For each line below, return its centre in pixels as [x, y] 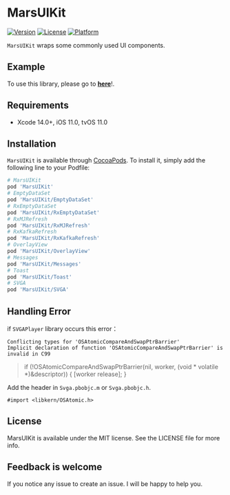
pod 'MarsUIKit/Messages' [44, 264]
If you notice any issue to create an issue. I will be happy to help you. [105, 484]
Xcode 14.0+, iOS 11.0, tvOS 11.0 [62, 122]
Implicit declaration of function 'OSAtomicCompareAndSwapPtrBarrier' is [115, 348]
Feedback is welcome [55, 467]
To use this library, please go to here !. [61, 84]
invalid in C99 [29, 354]
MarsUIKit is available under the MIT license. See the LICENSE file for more [114, 438]
